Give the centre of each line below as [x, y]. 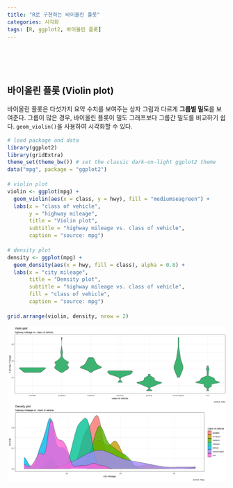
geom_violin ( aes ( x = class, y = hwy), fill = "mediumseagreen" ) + [112, 199]
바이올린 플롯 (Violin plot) [61, 91]
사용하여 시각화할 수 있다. [98, 126]
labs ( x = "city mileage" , [51, 272]
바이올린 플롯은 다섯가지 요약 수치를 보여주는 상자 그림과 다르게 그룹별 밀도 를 [111, 108]
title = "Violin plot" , [63, 221]
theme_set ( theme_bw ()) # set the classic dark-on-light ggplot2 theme [112, 162]
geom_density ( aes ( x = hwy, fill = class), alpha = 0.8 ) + [99, 265]
